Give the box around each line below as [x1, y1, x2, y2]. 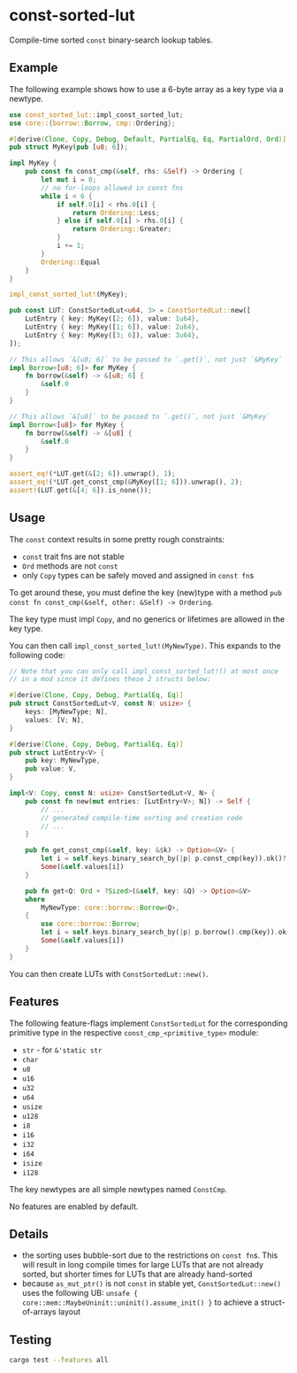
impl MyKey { [9, 159, 57, 168]
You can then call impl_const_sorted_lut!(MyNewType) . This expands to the [9, 640, 281, 651]
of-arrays [21, 1307, 57, 1317]
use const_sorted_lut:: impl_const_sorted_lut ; [9, 110, 184, 120]
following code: [9, 649, 65, 660]
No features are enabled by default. [9, 1201, 139, 1212]
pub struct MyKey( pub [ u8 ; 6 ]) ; [9, 143, 128, 151]
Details [9, 1226, 49, 1241]
